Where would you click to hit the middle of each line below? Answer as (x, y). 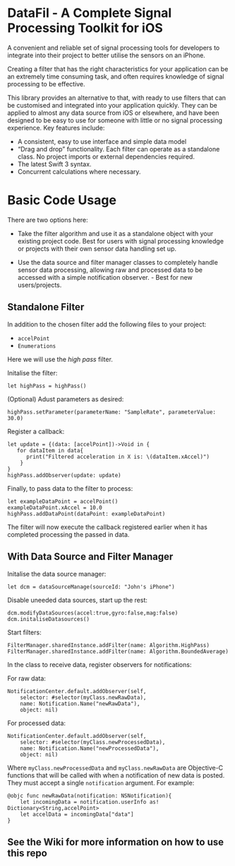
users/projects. (40, 285)
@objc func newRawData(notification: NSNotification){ (90, 796)
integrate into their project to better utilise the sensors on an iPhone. (107, 55)
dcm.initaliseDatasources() (49, 619)
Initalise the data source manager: (57, 574)
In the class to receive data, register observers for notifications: (100, 664)
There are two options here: (48, 220)
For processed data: (36, 723)
